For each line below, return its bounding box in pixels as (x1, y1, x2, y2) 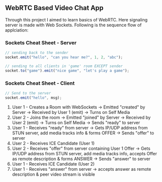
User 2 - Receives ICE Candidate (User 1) (12, 140, 95, 146)
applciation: (5, 27, 29, 33)
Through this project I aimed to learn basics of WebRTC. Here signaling (5, 17, 148, 22)
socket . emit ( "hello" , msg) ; (5, 95, 62, 100)
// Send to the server (5, 91, 51, 95)
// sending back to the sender (5, 51, 69, 55)
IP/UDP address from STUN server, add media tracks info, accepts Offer (12, 150, 157, 156)
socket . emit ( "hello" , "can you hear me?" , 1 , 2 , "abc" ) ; (5, 55, 123, 60)
